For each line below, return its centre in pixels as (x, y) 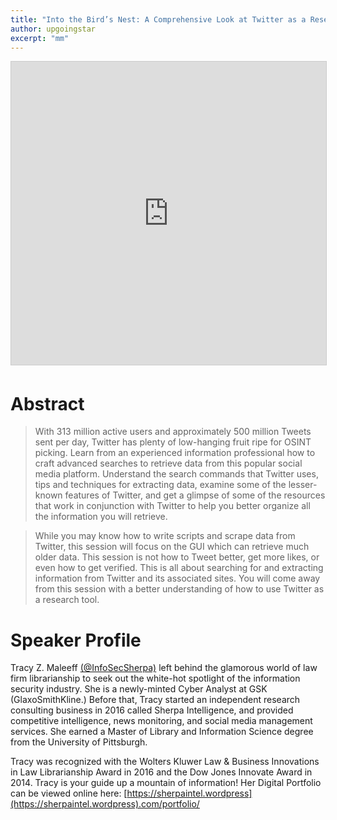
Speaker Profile (76, 640)
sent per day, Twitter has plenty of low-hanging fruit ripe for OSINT (173, 442)
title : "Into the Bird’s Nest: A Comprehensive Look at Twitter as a (158, 19)
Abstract (47, 403)
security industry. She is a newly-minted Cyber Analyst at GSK (139, 689)
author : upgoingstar (53, 29)
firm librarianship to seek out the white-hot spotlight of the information (155, 678)
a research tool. (67, 600)
